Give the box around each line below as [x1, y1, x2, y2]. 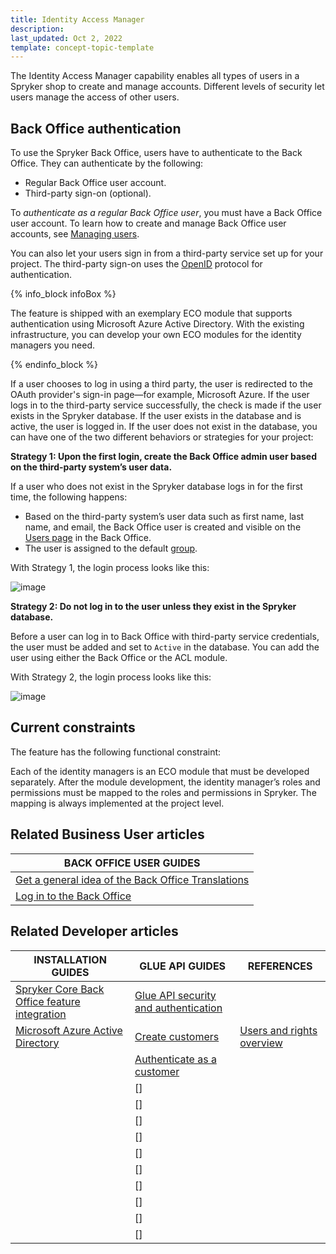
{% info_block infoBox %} [10, 288, 117, 300]
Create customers [134, 1029, 220, 1043]
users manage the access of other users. [10, 91, 180, 103]
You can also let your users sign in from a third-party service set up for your [10, 247, 324, 260]
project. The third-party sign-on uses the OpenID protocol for [10, 258, 263, 270]
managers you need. [10, 339, 96, 351]
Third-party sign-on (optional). [24, 187, 152, 200]
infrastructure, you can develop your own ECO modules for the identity [10, 329, 302, 341]
